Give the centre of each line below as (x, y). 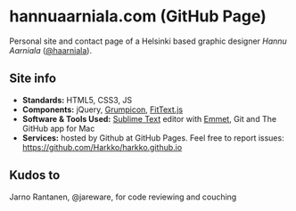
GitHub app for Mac (58, 128)
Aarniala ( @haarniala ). (50, 50)
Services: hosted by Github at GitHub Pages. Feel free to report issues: (153, 138)
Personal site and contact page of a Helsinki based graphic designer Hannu (148, 41)
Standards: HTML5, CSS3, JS (77, 100)
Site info (33, 79)
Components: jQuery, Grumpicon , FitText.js (103, 110)
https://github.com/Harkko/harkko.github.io (102, 147)
